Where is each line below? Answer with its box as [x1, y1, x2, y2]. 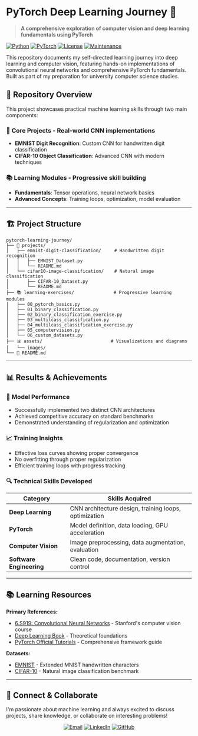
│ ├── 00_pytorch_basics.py [6, 302, 81, 308]
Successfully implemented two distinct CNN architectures [14, 406, 156, 413]
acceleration [70, 529, 105, 537]
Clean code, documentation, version [70, 555, 170, 563]
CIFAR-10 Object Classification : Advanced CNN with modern [14, 153, 165, 160]
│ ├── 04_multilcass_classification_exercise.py [6, 322, 133, 328]
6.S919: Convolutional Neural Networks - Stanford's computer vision [14, 620, 181, 627]
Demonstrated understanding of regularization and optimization [14, 418, 169, 426]
